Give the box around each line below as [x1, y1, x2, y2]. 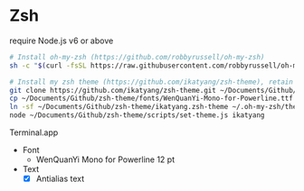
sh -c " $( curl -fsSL [9, 60, 88, 70]
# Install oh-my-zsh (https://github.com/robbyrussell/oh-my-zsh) [9, 52, 265, 61]
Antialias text [35, 173, 85, 185]
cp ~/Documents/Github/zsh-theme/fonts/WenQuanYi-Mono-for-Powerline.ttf [9, 94, 294, 104]
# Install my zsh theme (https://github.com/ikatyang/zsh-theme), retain [9, 77, 294, 86]
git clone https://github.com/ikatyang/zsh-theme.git [9, 86, 217, 95]
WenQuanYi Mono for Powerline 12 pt [35, 154, 175, 165]
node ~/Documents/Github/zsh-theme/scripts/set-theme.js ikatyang [9, 111, 265, 120]
